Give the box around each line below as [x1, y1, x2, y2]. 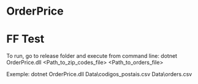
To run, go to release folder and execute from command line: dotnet [6, 52, 178, 60]
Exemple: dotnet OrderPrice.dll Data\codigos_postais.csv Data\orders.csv [6, 71, 192, 78]
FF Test [6, 32, 45, 46]
